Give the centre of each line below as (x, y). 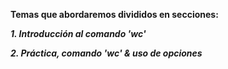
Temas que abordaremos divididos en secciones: (114, 14)
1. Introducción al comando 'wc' (78, 33)
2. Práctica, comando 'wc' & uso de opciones (106, 53)
